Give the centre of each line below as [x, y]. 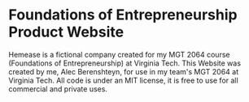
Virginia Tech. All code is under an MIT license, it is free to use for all [123, 80]
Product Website [66, 32]
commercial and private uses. [58, 89]
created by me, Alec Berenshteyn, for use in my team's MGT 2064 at [123, 71]
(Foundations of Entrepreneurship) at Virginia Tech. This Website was [125, 63]
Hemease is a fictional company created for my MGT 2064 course [119, 54]
